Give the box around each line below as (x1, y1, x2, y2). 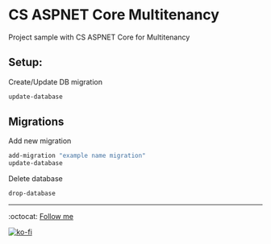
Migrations (8, 115, 65, 129)
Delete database (8, 174, 63, 184)
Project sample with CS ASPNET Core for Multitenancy (8, 32, 190, 42)
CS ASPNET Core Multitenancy (8, 6, 220, 24)
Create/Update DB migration (8, 77, 103, 86)
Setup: (8, 56, 43, 69)
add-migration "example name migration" (8, 151, 147, 160)
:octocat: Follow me (8, 212, 74, 221)
